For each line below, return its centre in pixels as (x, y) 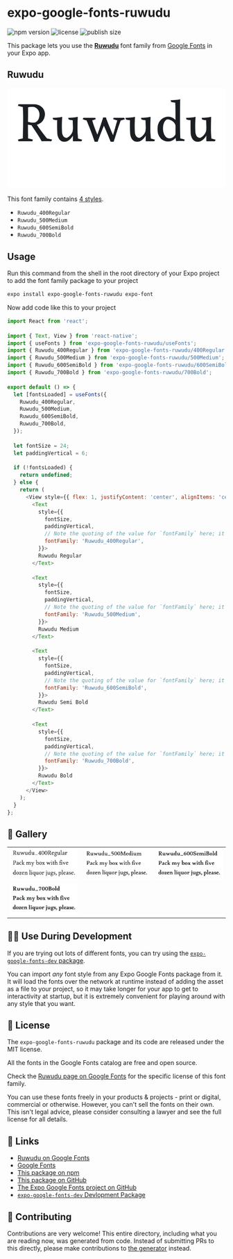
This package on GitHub (52, 1180)
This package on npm (48, 1173)
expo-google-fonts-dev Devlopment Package (81, 1195)
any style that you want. (42, 1003)
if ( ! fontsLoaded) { (43, 468)
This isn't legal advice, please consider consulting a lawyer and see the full (114, 1112)
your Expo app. (29, 53)
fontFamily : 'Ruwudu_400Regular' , (94, 541)
